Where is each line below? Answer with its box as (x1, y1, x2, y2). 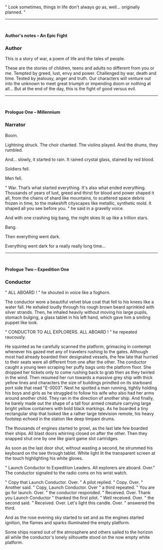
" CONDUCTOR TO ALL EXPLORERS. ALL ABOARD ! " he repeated (5, 329, 137, 335)
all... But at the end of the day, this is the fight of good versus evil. (5, 86, 137, 92)
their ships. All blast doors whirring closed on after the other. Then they (5, 430, 147, 436)
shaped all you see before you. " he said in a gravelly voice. (5, 205, 124, 211)
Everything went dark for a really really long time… (5, 243, 106, 249)
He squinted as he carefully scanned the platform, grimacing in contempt (5, 344, 151, 349)
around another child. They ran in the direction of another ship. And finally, (5, 395, 154, 401)
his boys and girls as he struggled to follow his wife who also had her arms (5, 390, 154, 395)
